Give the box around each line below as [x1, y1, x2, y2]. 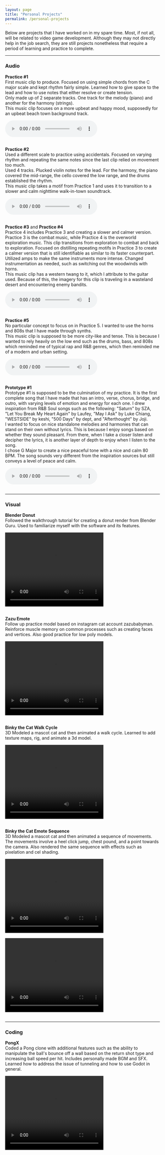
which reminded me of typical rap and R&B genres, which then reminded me [5, 343, 160, 349]
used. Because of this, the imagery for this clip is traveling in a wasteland [5, 276, 153, 282]
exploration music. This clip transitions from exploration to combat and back [5, 240, 159, 246]
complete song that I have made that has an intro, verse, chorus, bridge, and [5, 395, 160, 401]
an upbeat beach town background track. [5, 110, 89, 116]
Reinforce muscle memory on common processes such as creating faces [5, 626, 153, 632]
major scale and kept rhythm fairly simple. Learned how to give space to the [5, 84, 159, 90]
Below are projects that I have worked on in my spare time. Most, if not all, [5, 30, 155, 36]
